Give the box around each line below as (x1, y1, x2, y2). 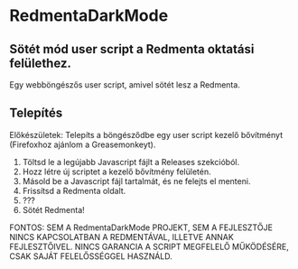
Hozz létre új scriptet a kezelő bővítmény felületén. (22, 166, 211, 177)
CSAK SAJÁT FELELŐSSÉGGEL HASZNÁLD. (9, 250, 173, 262)
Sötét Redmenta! (22, 204, 86, 215)
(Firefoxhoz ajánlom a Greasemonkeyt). (9, 139, 156, 150)
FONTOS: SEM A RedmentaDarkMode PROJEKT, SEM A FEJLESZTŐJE (9, 222, 274, 233)
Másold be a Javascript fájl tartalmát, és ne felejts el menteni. (22, 175, 251, 186)
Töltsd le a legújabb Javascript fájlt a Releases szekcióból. (22, 156, 240, 167)
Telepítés (9, 106, 63, 121)
